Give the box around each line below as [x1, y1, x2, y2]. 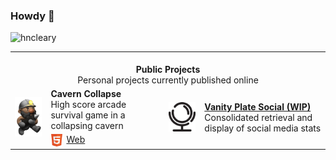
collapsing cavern [50, 120, 124, 132]
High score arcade [50, 99, 127, 111]
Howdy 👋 [10, 9, 55, 23]
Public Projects [135, 64, 201, 76]
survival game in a [50, 109, 126, 121]
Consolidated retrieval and [204, 112, 313, 124]
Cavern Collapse [50, 88, 122, 100]
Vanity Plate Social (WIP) [204, 101, 312, 113]
